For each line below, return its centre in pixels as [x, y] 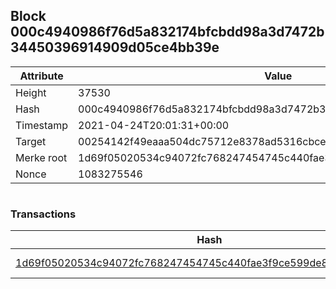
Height [31, 92]
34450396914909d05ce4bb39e [115, 47]
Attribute [41, 76]
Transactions [43, 214]
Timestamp [42, 125]
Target [31, 141]
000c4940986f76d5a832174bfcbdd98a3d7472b [167, 32]
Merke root [41, 157]
